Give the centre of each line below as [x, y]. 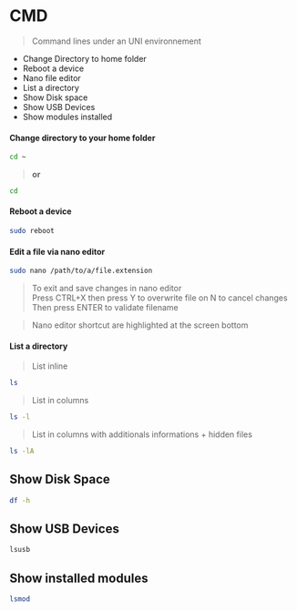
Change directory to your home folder [82, 137]
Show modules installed [67, 117]
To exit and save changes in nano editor [107, 289]
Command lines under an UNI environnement [117, 41]
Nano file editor [52, 77]
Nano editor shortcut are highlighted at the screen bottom [140, 325]
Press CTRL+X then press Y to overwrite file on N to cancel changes [160, 298]
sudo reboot [32, 231]
